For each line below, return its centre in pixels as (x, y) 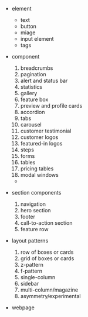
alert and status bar (44, 80)
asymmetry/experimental (50, 296)
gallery (29, 93)
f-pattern (31, 271)
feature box (34, 99)
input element (37, 39)
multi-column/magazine (49, 290)
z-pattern (32, 265)
